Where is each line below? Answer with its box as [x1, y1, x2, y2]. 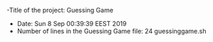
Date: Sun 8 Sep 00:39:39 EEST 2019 [16, 20, 127, 27]
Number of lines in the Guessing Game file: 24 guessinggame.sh [16, 27, 207, 35]
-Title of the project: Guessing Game [6, 6, 114, 14]
